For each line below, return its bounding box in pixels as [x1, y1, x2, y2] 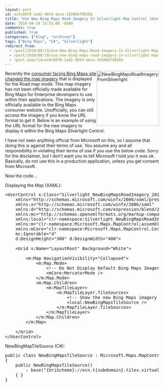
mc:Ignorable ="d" [15, 231, 57, 237]
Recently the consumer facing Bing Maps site [5, 71, 97, 76]
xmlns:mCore [15, 226, 44, 232]
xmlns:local [15, 217, 44, 222]
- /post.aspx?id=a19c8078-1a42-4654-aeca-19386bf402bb [9, 57, 123, 62]
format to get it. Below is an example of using [5, 118, 96, 123]
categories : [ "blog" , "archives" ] [5, 35, 76, 40]
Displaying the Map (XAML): [5, 182, 62, 189]
